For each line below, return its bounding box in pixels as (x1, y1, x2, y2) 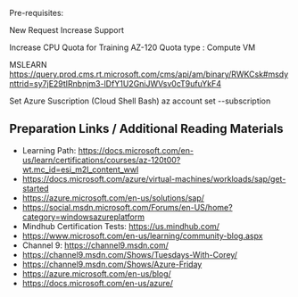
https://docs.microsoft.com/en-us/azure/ (21, 277, 174, 288)
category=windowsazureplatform (21, 211, 145, 222)
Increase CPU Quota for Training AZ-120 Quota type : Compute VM (9, 42, 256, 53)
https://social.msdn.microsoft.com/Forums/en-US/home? (21, 202, 234, 212)
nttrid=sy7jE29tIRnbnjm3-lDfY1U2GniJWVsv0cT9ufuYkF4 (9, 78, 221, 88)
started (21, 183, 49, 194)
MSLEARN (9, 60, 47, 70)
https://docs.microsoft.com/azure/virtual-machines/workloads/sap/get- (21, 173, 286, 184)
